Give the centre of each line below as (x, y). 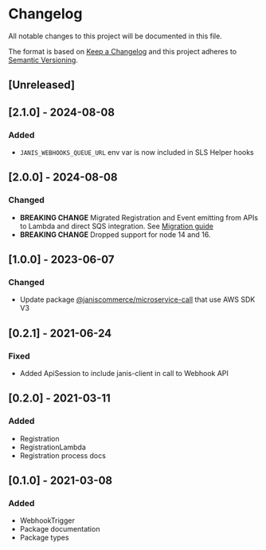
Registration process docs (63, 455)
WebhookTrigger (47, 520)
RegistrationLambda (53, 447)
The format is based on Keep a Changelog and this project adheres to (123, 51)
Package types (44, 538)
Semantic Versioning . (43, 60)
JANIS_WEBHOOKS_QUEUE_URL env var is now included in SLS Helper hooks (137, 152)
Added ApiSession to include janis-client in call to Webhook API (124, 374)
